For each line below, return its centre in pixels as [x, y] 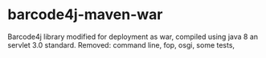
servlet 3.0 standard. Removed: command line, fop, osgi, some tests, [121, 44]
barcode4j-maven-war [85, 15]
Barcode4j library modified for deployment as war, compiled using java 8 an [133, 37]
